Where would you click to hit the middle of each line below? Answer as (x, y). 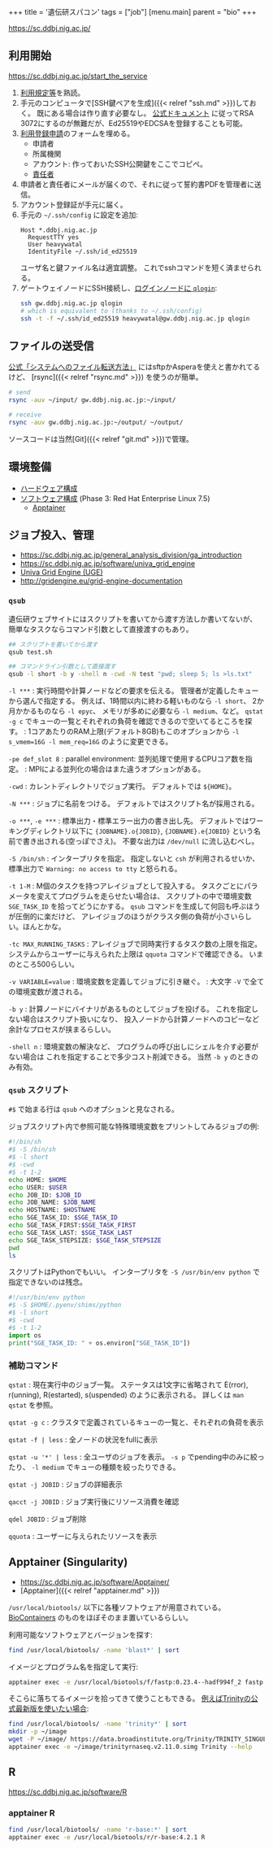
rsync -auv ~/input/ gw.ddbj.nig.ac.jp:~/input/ (92, 400)
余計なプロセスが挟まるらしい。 (62, 1029)
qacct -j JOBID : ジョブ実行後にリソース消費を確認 (94, 1501)
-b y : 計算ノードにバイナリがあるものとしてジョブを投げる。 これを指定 (130, 1009)
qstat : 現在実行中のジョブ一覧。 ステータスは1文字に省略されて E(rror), (128, 1385)
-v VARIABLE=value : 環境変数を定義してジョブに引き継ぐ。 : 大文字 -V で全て (136, 982)
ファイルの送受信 (51, 345)
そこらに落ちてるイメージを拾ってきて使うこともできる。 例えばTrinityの (130, 1699)
